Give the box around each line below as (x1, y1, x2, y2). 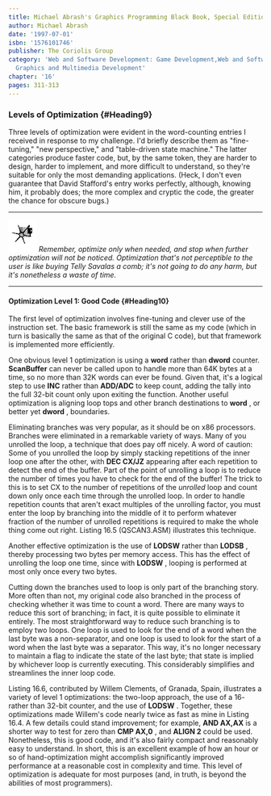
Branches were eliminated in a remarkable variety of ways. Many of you (8, 431, 247, 441)
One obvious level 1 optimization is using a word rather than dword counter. (8, 355, 261, 365)
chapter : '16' (8, 73, 56, 81)
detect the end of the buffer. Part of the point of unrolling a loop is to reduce (8, 465, 261, 476)
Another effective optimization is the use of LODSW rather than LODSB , (8, 541, 248, 551)
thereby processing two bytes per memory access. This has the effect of (8, 550, 251, 559)
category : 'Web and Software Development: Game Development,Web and (8, 56, 244, 64)
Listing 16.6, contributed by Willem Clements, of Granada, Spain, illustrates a (8, 684, 262, 693)
